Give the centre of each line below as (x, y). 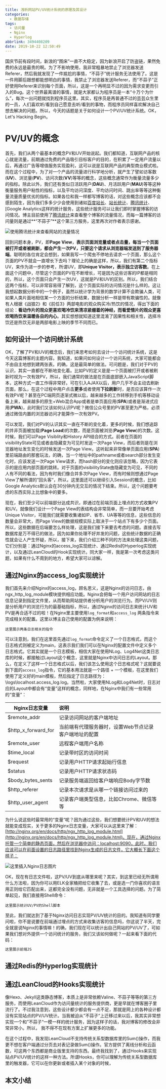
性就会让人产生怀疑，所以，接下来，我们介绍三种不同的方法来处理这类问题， (83, 540)
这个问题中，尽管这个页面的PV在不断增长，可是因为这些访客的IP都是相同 (83, 273)
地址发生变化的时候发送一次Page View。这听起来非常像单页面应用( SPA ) (86, 449)
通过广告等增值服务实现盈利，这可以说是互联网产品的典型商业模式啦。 (89, 165)
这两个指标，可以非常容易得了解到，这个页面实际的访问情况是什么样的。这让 (83, 285)
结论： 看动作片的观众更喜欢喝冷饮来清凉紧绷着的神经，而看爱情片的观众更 (81, 310)
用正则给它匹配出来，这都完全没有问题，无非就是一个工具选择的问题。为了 (81, 889)
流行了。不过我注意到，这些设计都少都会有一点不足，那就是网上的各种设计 (81, 1009)
